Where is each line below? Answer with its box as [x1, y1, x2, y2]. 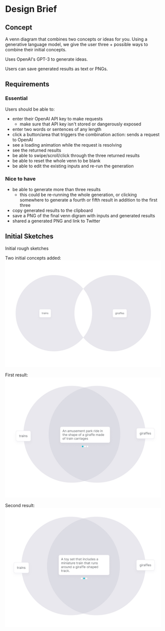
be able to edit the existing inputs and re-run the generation [12, 163, 134, 169]
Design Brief [5, 3, 57, 15]
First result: [5, 372, 28, 378]
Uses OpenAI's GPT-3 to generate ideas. [5, 56, 88, 62]
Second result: [5, 503, 35, 509]
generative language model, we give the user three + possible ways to [5, 41, 148, 47]
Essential [5, 95, 28, 102]
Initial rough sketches [5, 245, 49, 251]
